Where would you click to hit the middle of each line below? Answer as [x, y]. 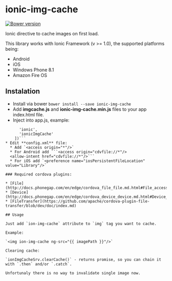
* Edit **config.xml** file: [36, 143]
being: [12, 49]
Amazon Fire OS [30, 75]
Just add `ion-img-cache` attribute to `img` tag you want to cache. [81, 224]
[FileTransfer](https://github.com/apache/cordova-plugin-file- [80, 201]
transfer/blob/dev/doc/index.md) [41, 206]
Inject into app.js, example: [41, 120]
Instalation [23, 92]
